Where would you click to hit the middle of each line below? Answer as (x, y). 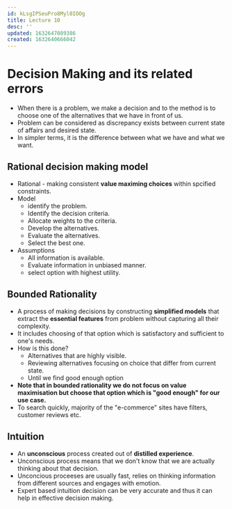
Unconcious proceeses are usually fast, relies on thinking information (116, 476)
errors (25, 89)
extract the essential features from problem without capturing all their (118, 318)
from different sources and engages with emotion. (89, 483)
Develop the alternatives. (63, 228)
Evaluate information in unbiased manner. (87, 265)
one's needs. (36, 340)
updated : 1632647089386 (42, 33)
